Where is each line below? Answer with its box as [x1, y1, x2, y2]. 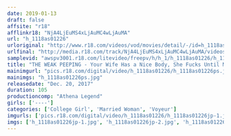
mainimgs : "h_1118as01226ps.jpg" [7, 73, 103, 81]
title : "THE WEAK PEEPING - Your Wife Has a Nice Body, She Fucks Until [7, 61, 220, 68]
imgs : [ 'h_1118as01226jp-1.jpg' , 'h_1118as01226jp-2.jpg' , [7, 118, 180, 126]
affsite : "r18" [7, 23, 51, 30]
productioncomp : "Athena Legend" [7, 93, 103, 100]
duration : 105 [7, 87, 48, 93]
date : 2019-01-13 [7, 10, 57, 17]
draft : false [7, 16, 45, 23]
